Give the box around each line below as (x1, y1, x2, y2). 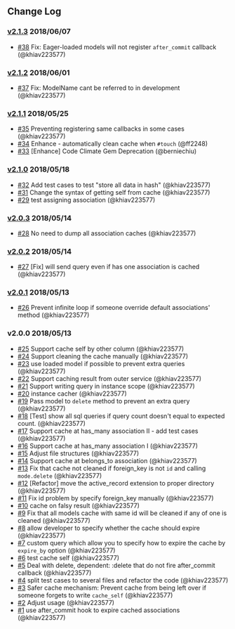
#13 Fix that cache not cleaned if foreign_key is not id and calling (17, 464, 206, 472)
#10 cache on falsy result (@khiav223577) (17, 501, 140, 510)
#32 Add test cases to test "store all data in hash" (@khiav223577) (17, 181, 211, 189)
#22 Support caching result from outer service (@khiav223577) (17, 374, 202, 382)
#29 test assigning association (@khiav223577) (17, 195, 156, 204)
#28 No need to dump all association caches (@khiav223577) (17, 228, 196, 238)
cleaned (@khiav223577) (17, 516, 91, 524)
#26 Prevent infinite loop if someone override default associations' (17, 304, 210, 312)
